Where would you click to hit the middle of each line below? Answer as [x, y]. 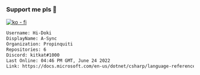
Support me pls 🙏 [32, 9]
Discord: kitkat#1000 [33, 55]
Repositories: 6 [26, 50]
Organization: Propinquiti [40, 44]
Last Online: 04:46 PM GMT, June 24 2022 [58, 61]
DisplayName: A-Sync [32, 39]
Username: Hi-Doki [29, 33]
